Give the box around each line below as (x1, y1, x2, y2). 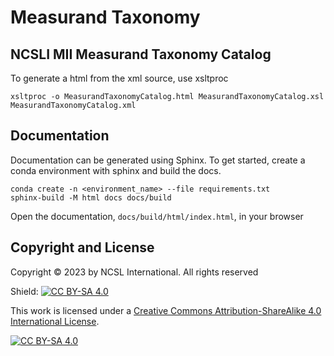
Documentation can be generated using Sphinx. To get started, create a (10, 154, 306, 166)
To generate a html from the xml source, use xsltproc (10, 72, 229, 84)
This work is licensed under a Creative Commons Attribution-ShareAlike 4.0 (10, 304, 322, 316)
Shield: (10, 285, 39, 297)
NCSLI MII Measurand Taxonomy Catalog (10, 46, 272, 63)
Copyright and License (10, 239, 155, 256)
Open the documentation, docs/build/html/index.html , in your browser (10, 210, 304, 222)
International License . (10, 315, 100, 327)
